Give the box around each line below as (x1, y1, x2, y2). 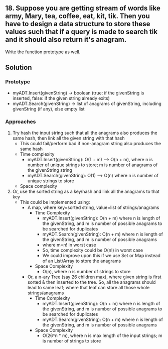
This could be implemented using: (20, 199, 90, 205)
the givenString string (27, 167, 73, 173)
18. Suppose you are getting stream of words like (5, 4, 160, 13)
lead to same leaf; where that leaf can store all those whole (27, 284, 150, 290)
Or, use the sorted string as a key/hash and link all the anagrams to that (12, 188, 159, 194)
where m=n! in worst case (42, 242, 96, 248)
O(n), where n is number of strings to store (42, 268, 131, 274)
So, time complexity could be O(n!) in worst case (42, 247, 143, 253)
